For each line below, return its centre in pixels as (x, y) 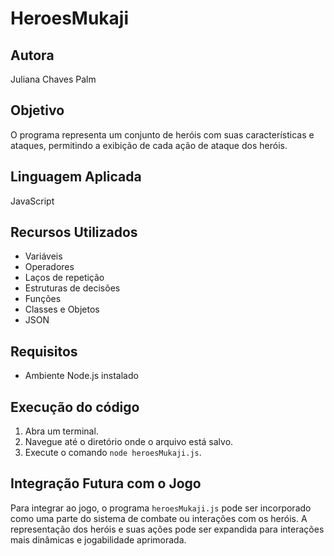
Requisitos (44, 351)
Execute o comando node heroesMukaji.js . (113, 453)
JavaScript (32, 201)
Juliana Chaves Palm (53, 79)
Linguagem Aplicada (76, 177)
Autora (32, 55)
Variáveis (43, 256)
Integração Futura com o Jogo (106, 483)
